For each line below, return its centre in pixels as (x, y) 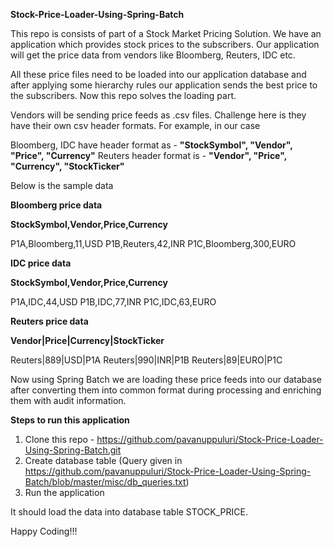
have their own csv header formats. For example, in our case (135, 125)
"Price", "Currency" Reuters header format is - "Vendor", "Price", (148, 155)
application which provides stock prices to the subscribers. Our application (165, 44)
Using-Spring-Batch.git (73, 450)
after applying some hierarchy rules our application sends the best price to (164, 85)
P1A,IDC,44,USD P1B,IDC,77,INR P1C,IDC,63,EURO (113, 302)
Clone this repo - (59, 439)
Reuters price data (49, 321)
